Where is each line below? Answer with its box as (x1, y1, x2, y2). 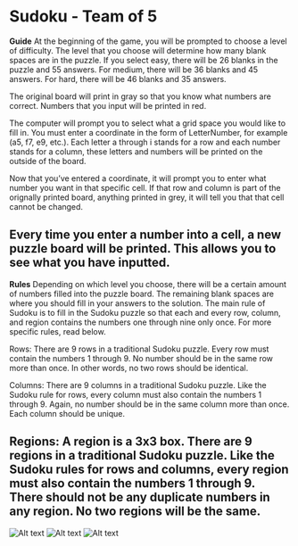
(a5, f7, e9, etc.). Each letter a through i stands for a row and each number (9, 136, 281, 147)
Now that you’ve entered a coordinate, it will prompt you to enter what (9, 172, 267, 184)
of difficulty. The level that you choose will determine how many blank (9, 45, 267, 55)
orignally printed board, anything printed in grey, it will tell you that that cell (9, 192, 285, 203)
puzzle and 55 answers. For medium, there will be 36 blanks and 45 (9, 64, 259, 75)
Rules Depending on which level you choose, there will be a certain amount (9, 278, 287, 289)
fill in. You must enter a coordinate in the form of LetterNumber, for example (9, 127, 288, 137)
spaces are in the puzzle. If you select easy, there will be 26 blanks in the (9, 54, 278, 65)
